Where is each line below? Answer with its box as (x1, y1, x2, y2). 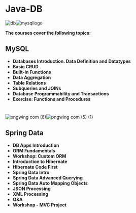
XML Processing (12, 191, 49, 197)
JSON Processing (12, 185, 51, 192)
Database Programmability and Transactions (12, 90, 109, 97)
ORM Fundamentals (12, 147, 56, 153)
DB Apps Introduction (12, 142, 59, 148)
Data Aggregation (12, 74, 51, 81)
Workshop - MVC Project (12, 202, 67, 208)
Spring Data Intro (12, 169, 50, 175)
